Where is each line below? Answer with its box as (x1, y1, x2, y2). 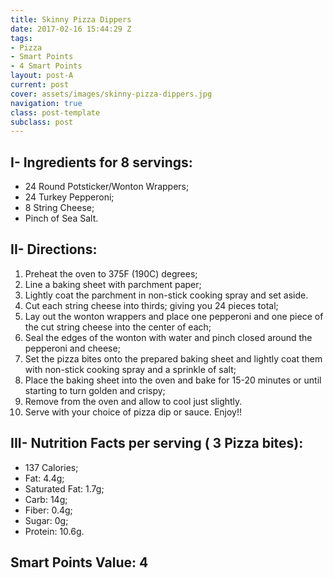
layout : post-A (10, 71, 74, 81)
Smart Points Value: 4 (10, 554, 149, 571)
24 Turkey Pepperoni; (24, 191, 115, 203)
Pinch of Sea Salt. (24, 212, 99, 225)
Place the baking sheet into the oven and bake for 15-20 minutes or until (24, 374, 322, 386)
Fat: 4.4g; (24, 472, 65, 484)
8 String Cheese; (24, 202, 95, 214)
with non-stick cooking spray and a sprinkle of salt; (24, 363, 237, 375)
